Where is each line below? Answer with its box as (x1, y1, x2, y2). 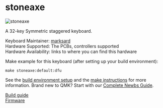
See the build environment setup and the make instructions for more (5, 77, 147, 83)
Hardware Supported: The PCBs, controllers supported (5, 43, 119, 49)
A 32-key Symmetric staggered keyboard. (5, 28, 92, 34)
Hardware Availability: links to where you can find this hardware (5, 48, 137, 55)
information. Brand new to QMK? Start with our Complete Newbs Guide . (5, 82, 154, 88)
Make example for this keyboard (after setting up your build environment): (5, 58, 158, 64)
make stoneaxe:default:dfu (5, 68, 62, 73)
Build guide (5, 92, 29, 98)
